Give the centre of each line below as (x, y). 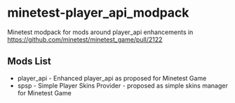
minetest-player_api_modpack (98, 13)
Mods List (29, 62)
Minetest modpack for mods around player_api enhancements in (100, 32)
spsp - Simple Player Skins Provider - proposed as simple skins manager (122, 86)
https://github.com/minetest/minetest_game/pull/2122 (85, 39)
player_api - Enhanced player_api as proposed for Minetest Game (112, 78)
